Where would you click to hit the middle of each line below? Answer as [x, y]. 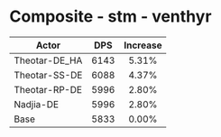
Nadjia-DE [37, 104]
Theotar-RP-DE [48, 89]
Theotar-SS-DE [48, 75]
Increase [143, 45]
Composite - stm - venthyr [110, 17]
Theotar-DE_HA [48, 60]
